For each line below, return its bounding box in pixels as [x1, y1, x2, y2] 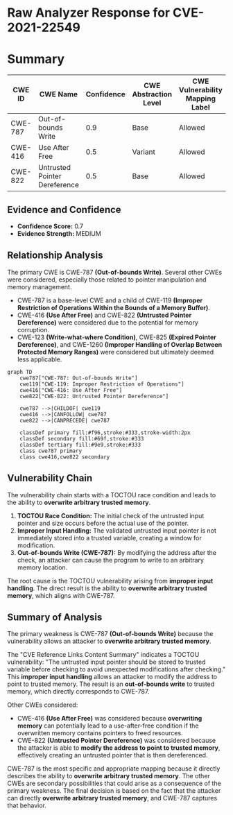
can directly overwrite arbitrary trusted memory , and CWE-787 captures [7, 794, 218, 803]
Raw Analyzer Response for [7, 5, 171, 21]
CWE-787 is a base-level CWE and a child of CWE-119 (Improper [17, 296, 203, 304]
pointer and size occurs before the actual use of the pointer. [17, 519, 189, 527]
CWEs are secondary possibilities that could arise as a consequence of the [7, 779, 222, 788]
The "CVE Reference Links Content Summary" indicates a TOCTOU [7, 651, 200, 659]
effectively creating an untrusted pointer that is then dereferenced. [17, 751, 208, 760]
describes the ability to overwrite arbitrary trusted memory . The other [7, 772, 210, 780]
